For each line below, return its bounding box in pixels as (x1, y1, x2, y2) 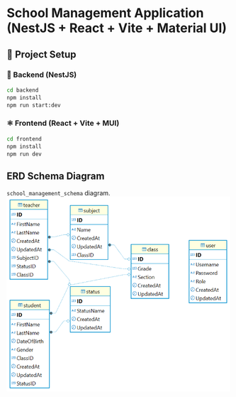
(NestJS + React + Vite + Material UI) (6, 20, 227, 36)
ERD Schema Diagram (6, 170, 105, 182)
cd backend (6, 87, 39, 94)
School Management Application (6, 5, 204, 21)
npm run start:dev (6, 102, 61, 109)
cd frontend (6, 135, 42, 143)
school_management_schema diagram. (6, 189, 111, 197)
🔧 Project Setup (6, 48, 77, 60)
